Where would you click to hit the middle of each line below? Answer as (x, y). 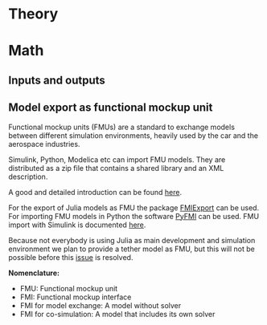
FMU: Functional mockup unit (69, 288)
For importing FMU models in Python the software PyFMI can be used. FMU (134, 216)
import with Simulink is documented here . (77, 225)
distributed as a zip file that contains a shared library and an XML (116, 168)
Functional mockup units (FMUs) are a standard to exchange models (122, 127)
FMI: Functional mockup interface (76, 297)
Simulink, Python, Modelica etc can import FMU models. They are (117, 159)
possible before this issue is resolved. (71, 257)
